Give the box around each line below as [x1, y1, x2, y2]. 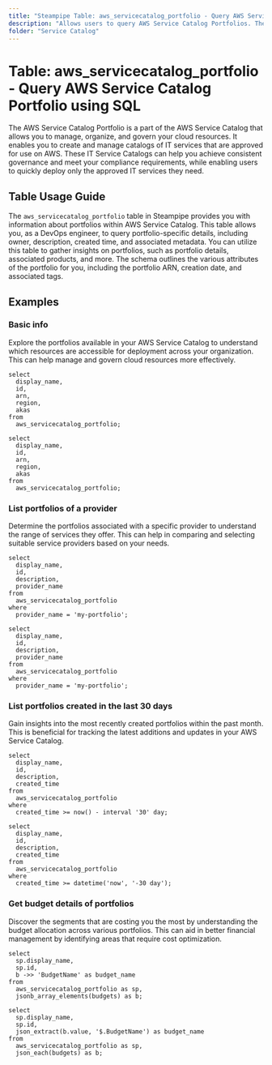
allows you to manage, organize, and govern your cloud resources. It [8, 131, 237, 142]
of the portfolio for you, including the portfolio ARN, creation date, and [8, 263, 242, 272]
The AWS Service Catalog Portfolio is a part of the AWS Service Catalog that [8, 123, 263, 133]
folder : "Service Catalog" [8, 27, 100, 35]
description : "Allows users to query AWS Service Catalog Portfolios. [8, 19, 252, 28]
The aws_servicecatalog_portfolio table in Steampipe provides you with [8, 212, 251, 221]
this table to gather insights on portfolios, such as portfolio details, [8, 246, 229, 255]
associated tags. [8, 272, 63, 281]
